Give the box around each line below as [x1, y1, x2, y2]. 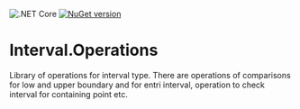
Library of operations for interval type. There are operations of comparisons [9, 69, 291, 80]
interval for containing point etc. [9, 88, 128, 99]
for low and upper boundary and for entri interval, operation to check [9, 79, 266, 90]
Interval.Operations [9, 41, 159, 60]
